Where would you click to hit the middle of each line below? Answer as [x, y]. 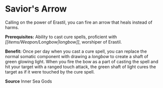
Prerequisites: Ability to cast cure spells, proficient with [61, 37]
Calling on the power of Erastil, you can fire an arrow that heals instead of [79, 22]
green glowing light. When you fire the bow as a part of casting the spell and [82, 61]
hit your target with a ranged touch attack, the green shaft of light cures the [81, 67]
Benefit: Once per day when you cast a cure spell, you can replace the [76, 51]
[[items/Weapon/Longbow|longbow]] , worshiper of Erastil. [63, 42]
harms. [12, 27]
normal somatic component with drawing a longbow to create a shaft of [77, 56]
